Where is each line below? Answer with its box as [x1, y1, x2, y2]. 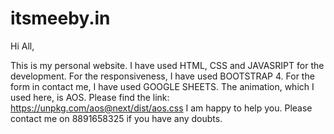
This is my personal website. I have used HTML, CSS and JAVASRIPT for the [10, 59, 325, 71]
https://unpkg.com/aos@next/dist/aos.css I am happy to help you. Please [10, 102, 313, 114]
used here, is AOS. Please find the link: [10, 91, 170, 103]
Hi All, [10, 40, 35, 52]
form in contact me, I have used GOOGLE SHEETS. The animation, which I [10, 80, 315, 92]
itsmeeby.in [10, 7, 111, 30]
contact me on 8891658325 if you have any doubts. [10, 112, 223, 124]
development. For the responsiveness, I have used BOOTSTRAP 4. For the [10, 70, 315, 82]
